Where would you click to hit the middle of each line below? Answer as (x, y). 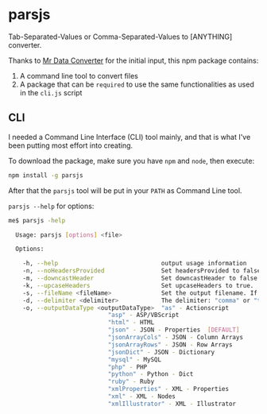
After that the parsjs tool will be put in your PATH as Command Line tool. (125, 190)
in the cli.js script (51, 92)
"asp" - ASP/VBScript (143, 315)
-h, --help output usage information (135, 264)
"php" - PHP (128, 367)
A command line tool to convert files (79, 75)
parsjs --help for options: (51, 206)
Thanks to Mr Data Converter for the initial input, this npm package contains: (133, 60)
